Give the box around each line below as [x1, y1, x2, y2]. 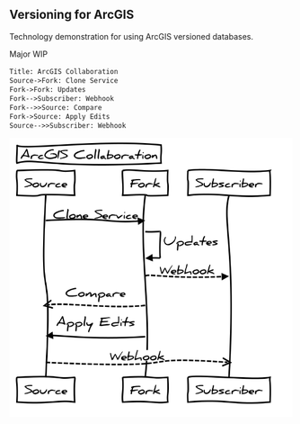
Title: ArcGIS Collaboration [9, 67, 119, 76]
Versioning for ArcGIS [9, 7, 135, 23]
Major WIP [9, 49, 48, 59]
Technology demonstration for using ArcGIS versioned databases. [9, 31, 254, 41]
